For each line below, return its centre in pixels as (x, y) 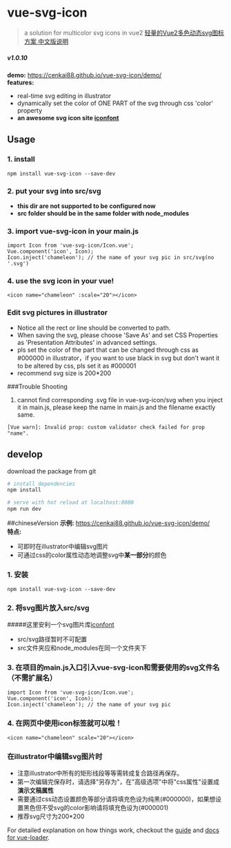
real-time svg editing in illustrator (64, 95)
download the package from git (52, 471)
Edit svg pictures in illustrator (58, 312)
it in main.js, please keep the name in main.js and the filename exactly (116, 407)
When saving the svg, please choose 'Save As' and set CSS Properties (118, 335)
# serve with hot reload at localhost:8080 (71, 502)
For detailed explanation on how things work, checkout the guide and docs (113, 830)
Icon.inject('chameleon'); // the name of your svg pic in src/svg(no (111, 258)
